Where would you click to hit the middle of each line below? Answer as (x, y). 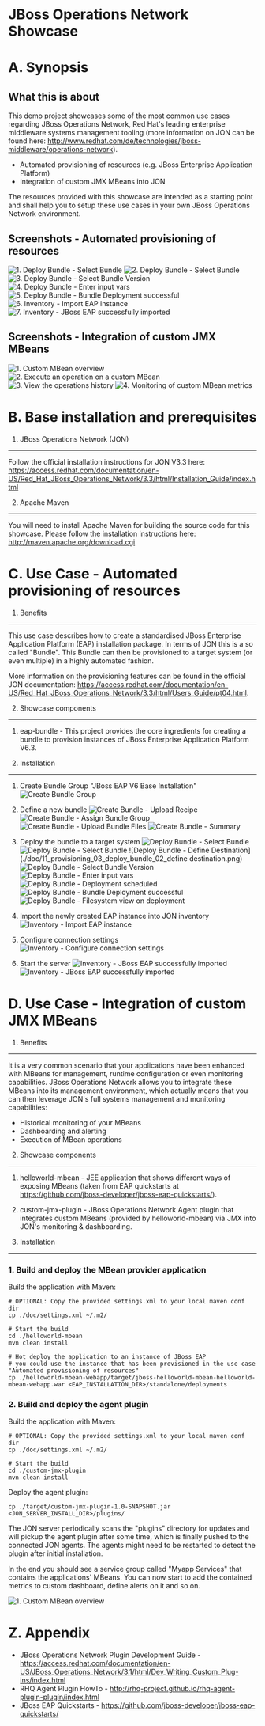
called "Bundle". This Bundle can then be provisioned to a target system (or (131, 652)
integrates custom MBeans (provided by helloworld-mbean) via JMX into (138, 1218)
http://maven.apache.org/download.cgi (72, 542)
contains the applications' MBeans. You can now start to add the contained (130, 1577)
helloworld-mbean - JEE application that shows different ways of (125, 1178)
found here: (27, 141)
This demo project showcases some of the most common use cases (119, 116)
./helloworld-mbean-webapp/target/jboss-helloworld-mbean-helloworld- (137, 1377)
